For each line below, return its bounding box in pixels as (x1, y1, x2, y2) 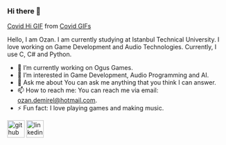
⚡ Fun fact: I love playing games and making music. (17, 104, 164, 112)
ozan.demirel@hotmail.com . (17, 96, 98, 105)
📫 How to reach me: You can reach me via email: (17, 86, 159, 94)
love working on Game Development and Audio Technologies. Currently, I (7, 43, 217, 51)
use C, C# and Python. (7, 50, 72, 58)
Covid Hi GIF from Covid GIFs (7, 22, 92, 31)
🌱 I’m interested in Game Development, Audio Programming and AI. (17, 71, 209, 79)
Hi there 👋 (7, 6, 42, 16)
